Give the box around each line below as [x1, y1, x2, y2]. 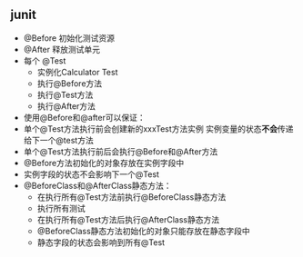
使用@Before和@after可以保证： [23, 112, 146, 123]
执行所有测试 [36, 203, 86, 213]
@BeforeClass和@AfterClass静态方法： [23, 180, 172, 191]
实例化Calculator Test [36, 66, 118, 77]
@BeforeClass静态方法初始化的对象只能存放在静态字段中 [36, 225, 251, 236]
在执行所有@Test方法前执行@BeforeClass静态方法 [36, 191, 227, 203]
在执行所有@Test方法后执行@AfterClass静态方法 [36, 213, 220, 225]
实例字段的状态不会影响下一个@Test [23, 168, 160, 180]
